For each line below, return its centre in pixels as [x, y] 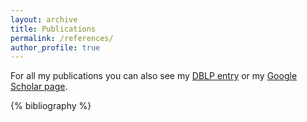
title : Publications [53, 29]
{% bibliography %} [51, 106]
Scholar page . [39, 87]
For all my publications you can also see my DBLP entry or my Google [154, 76]
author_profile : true [55, 47]
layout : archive [44, 19]
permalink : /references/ [62, 38]
